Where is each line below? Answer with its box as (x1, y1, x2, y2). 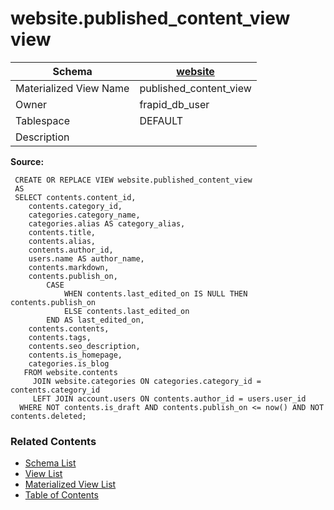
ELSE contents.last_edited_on (63, 306, 190, 316)
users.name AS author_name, (28, 253, 145, 264)
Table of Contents (24, 489, 99, 501)
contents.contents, (28, 323, 110, 334)
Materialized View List (24, 478, 117, 491)
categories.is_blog (28, 358, 110, 369)
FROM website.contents (23, 367, 118, 377)
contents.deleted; (10, 411, 87, 421)
